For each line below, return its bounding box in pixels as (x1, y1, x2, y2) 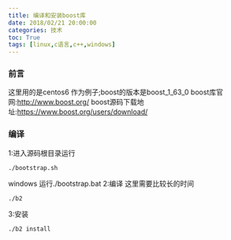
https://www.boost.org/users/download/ (17, 107, 148, 116)
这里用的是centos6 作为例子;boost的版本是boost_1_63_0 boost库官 (8, 87, 223, 97)
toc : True (8, 33, 41, 42)
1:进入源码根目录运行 (8, 148, 76, 157)
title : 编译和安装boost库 (8, 11, 87, 20)
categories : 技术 (8, 26, 63, 34)
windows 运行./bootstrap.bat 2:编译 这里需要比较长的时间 (8, 179, 195, 188)
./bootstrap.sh (8, 164, 58, 172)
